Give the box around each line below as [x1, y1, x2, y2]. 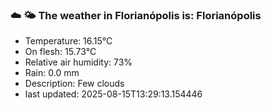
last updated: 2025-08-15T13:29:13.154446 [24, 88, 203, 100]
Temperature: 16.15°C [24, 35, 113, 47]
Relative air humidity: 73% [24, 56, 133, 68]
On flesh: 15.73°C [24, 46, 97, 58]
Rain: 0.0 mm [24, 67, 80, 79]
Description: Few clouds [24, 78, 125, 90]
